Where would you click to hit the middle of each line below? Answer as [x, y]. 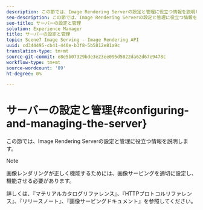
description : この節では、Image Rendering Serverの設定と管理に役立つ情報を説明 [101, 12]
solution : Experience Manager [44, 29]
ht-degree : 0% [24, 74]
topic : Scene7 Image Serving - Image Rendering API [72, 40]
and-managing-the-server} [77, 124]
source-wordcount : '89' [36, 68]
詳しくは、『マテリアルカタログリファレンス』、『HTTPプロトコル [86, 194]
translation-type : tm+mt [37, 51]
